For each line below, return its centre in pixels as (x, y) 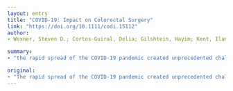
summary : (20, 52)
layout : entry (28, 13)
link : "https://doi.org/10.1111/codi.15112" (72, 26)
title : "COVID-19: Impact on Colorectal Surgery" (80, 20)
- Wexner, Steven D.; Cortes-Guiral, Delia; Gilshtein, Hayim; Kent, (110, 39)
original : (21, 70)
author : (18, 33)
